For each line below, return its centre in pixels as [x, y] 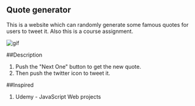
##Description [25, 55]
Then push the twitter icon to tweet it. [63, 73]
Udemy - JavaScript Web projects [58, 96]
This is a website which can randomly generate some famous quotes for [97, 24]
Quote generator [39, 10]
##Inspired [20, 85]
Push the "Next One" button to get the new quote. [78, 66]
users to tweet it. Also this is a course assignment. [70, 31]
